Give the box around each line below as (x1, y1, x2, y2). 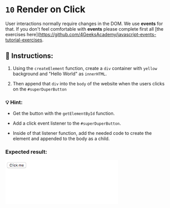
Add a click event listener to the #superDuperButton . (12, 120, 121, 126)
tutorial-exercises (5, 37, 42, 43)
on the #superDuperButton (12, 86, 67, 92)
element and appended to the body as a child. (12, 135, 110, 142)
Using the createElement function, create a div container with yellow (12, 65, 157, 71)
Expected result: (5, 148, 48, 155)
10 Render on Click (5, 4, 86, 15)
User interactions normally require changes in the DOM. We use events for (5, 20, 163, 27)
